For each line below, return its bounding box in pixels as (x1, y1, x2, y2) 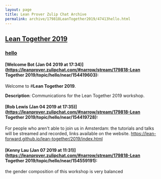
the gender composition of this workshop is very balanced (5, 169, 123, 175)
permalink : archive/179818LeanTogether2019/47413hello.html (5, 16, 131, 21)
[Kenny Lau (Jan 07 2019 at (5, 147, 62, 153)
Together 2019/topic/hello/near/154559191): (5, 157, 98, 163)
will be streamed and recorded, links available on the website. (5, 131, 130, 137)
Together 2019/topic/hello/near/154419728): (5, 114, 98, 120)
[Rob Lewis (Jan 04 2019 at (5, 104, 62, 110)
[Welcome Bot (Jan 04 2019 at (5, 62, 68, 68)
